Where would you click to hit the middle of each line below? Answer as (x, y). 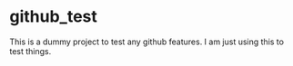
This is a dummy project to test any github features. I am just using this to (147, 42)
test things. (30, 51)
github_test (54, 17)
